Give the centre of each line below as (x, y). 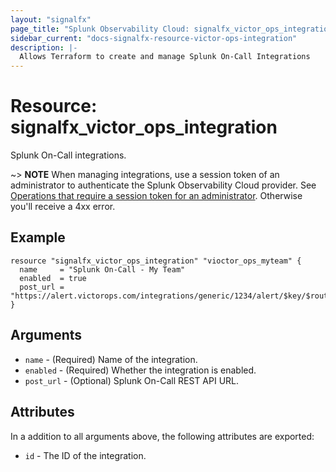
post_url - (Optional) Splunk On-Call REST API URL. (132, 380)
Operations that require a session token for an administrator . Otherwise (156, 196)
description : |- (44, 47)
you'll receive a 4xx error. (63, 207)
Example (38, 237)
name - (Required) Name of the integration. (111, 359)
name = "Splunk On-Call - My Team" (102, 269)
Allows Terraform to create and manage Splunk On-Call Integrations (165, 57)
